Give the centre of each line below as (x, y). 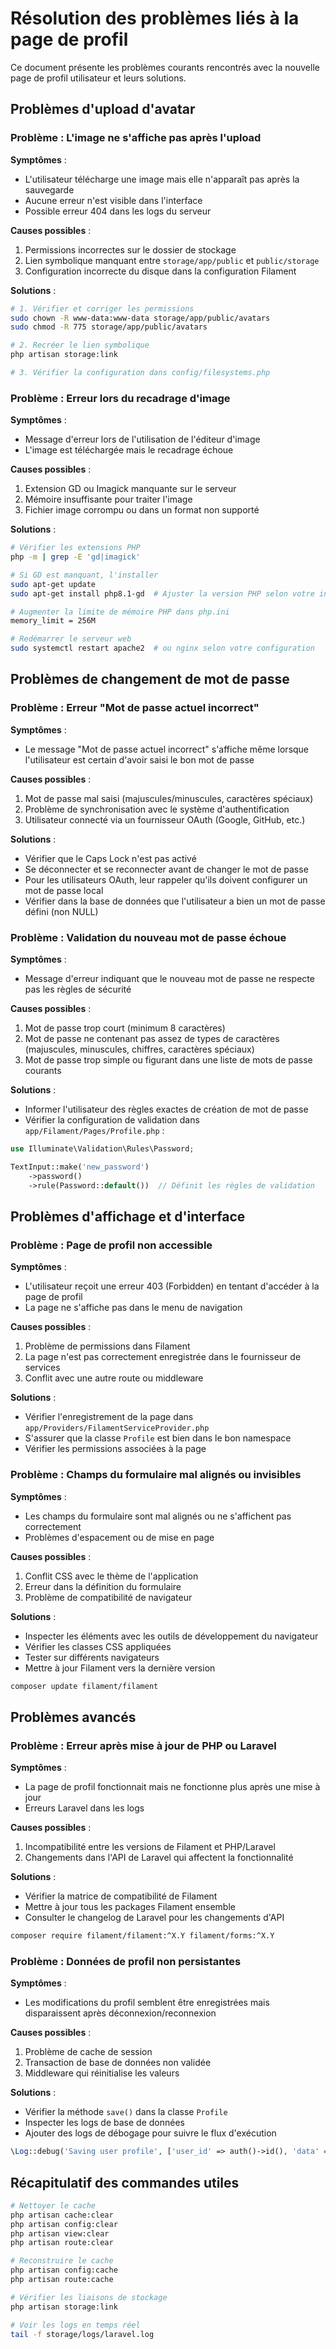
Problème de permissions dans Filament (107, 1346)
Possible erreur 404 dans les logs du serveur (118, 211)
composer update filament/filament (84, 1686)
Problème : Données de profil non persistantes (126, 1961)
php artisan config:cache (64, 2270)
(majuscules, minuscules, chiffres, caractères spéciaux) (139, 1049)
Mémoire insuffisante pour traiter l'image (108, 499)
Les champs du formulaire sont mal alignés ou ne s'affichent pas (158, 1516)
